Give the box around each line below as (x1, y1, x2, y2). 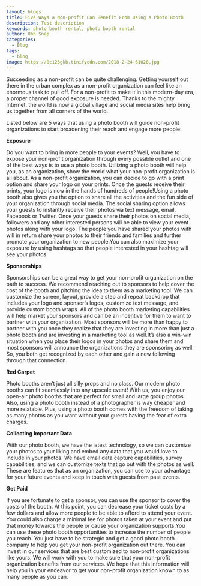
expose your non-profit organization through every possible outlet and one (6, 155, 191, 162)
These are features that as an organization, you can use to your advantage (6, 467, 191, 474)
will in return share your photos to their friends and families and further (6, 232, 182, 239)
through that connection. (6, 356, 68, 363)
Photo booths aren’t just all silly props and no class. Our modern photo (6, 380, 181, 387)
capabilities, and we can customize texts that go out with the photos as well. (6, 460, 195, 468)
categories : (6, 37, 36, 43)
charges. (6, 418, 28, 425)
